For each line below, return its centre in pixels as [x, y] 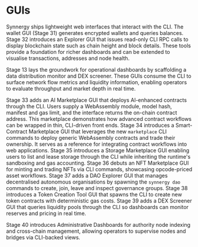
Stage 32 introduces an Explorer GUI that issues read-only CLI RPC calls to [97, 39]
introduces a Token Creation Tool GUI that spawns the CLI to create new [94, 194]
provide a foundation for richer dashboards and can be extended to [88, 52]
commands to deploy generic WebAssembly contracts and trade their [91, 137]
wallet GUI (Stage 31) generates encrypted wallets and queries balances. [95, 33]
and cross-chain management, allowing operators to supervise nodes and [96, 231]
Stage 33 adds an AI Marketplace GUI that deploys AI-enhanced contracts [97, 100]
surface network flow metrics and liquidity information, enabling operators [97, 82]
